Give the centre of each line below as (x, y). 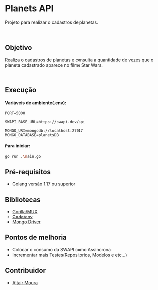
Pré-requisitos (28, 172)
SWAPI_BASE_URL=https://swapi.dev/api (45, 122)
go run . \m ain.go (23, 156)
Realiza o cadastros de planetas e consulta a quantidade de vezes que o (79, 60)
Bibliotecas (23, 199)
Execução (21, 90)
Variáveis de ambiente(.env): (36, 103)
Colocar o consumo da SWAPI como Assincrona (61, 249)
